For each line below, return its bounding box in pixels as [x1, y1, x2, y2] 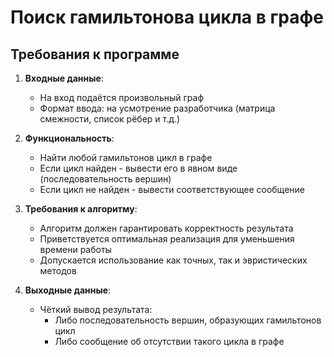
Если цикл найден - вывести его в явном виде [39, 162, 238, 174]
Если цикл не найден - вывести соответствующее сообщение [39, 184, 305, 195]
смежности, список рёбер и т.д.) [39, 113, 181, 125]
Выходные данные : [24, 284, 112, 296]
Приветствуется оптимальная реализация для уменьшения [39, 233, 295, 245]
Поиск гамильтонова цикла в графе [10, 6, 324, 29]
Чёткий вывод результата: [39, 304, 153, 315]
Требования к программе [10, 46, 180, 63]
